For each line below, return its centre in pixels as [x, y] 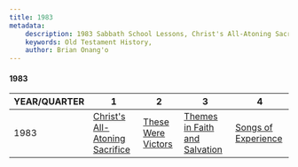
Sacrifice [111, 149]
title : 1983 [31, 17]
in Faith [199, 127]
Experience [259, 139]
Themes [201, 117]
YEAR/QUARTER [49, 102]
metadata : [27, 26]
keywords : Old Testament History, [89, 42]
